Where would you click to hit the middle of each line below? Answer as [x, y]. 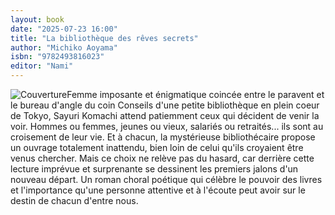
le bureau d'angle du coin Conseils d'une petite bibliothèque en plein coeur [165, 105]
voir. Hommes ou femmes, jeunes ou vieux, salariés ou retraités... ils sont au [167, 126]
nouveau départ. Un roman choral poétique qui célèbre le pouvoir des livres [166, 179]
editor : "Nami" [42, 66]
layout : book [37, 19]
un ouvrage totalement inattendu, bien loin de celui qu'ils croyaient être [157, 147]
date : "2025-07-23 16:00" [64, 29]
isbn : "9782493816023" [57, 57]
